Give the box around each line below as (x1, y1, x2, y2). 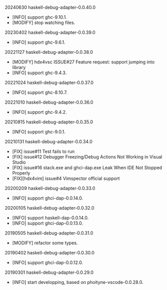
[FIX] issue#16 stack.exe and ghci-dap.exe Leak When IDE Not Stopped (12, 165, 162, 171)
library (12, 65, 26, 70)
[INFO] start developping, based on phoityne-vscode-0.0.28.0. (12, 279, 144, 285)
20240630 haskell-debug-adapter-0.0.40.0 (5, 5, 96, 10)
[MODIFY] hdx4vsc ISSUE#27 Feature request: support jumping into (12, 59, 155, 65)
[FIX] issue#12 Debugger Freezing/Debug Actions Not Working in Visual (12, 154, 162, 159)
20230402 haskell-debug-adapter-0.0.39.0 (5, 29, 96, 35)
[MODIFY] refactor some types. (12, 240, 78, 246)
